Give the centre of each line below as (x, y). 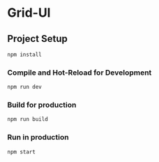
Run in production (38, 138)
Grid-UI (29, 13)
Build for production (42, 105)
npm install (24, 54)
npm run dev (24, 87)
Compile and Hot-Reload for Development (79, 73)
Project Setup (38, 39)
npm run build (28, 119)
